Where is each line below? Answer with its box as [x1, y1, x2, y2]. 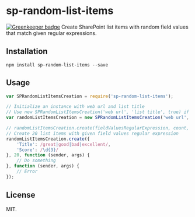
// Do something [16, 157, 57, 164]
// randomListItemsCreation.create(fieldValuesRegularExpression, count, [6, 125, 190, 131]
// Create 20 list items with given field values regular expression [6, 130, 179, 136]
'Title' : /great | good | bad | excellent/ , [16, 141, 111, 147]
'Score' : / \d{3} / [16, 147, 59, 153]
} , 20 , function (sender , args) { [6, 152, 90, 158]
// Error [16, 169, 38, 174]
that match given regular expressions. [6, 29, 97, 36]
